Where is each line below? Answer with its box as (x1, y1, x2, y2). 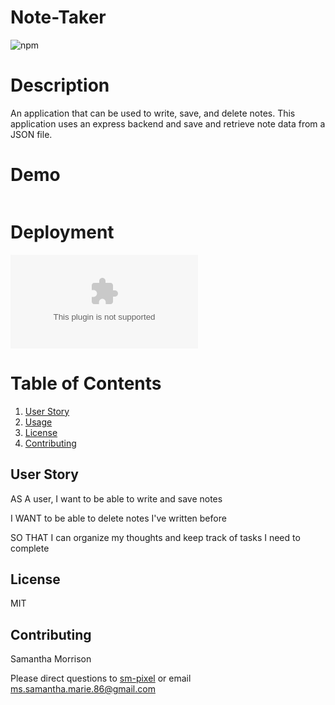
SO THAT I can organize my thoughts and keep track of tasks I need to (10, 531, 301, 543)
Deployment (10, 221, 115, 243)
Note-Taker (10, 6, 107, 29)
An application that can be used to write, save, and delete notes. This (10, 107, 296, 119)
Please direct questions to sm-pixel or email (10, 672, 192, 685)
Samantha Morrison (10, 653, 92, 665)
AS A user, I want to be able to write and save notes (10, 492, 223, 505)
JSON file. (10, 128, 53, 140)
